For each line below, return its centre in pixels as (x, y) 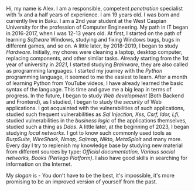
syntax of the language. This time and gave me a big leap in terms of (89, 89)
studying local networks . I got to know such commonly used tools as (89, 133)
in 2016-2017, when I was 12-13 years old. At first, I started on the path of (94, 33)
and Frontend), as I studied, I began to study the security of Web (84, 102)
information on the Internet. (39, 164)
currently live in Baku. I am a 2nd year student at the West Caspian (86, 21)
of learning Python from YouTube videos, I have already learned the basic (95, 83)
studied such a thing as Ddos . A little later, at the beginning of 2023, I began (98, 127)
